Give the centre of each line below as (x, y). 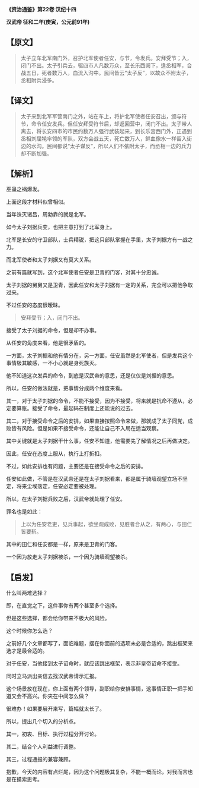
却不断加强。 (36, 153)
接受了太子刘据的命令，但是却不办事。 (53, 330)
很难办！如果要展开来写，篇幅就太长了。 (55, 709)
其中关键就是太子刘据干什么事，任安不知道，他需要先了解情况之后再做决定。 (99, 441)
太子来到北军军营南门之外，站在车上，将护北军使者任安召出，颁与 (101, 116)
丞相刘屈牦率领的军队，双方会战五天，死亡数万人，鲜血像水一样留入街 (106, 138)
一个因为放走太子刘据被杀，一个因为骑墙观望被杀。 (68, 557)
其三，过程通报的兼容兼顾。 (40, 759)
